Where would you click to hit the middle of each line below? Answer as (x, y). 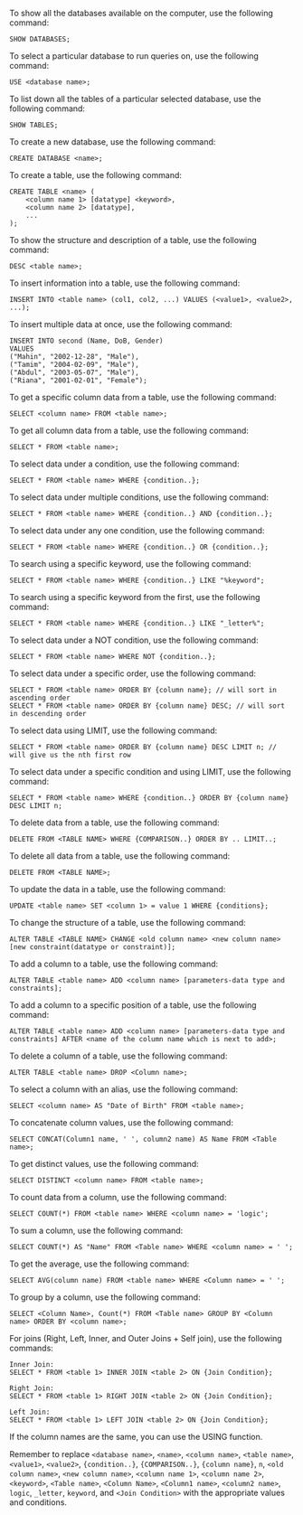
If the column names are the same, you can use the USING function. (136, 1437)
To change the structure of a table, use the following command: (128, 922)
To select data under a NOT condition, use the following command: (134, 640)
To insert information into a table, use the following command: (125, 283)
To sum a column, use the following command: (96, 1230)
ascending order (40, 698)
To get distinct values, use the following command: (104, 1164)
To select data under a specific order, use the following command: (133, 673)
